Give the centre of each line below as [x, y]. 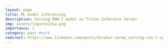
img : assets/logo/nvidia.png [35, 24]
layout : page [19, 10]
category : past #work [28, 33]
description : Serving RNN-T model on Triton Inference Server [71, 19]
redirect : [15, 38]
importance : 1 [20, 28]
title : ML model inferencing [35, 14]
